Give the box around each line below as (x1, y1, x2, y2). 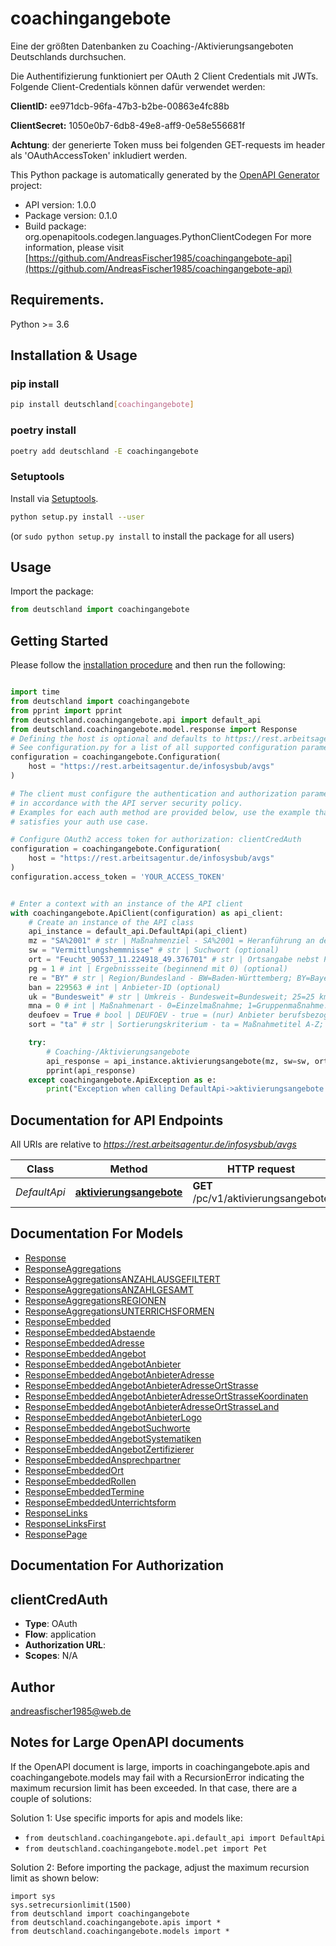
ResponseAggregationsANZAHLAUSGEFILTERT (24, 1273, 221, 1285)
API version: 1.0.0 (24, 198, 97, 211)
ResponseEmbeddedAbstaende (24, 1326, 156, 1338)
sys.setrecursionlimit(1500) (10, 1900, 132, 1910)
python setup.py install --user (10, 512, 145, 522)
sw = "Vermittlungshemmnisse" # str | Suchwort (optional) (28, 945, 280, 956)
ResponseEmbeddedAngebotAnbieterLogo (24, 1411, 202, 1423)
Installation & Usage (10, 347, 138, 364)
